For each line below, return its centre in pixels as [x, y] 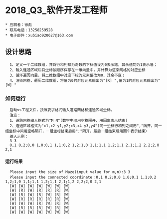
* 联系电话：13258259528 [29, 30]
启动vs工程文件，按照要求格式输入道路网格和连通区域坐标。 [62, 110]
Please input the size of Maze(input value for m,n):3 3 [70, 172]
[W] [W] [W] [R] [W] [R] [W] [40, 204]
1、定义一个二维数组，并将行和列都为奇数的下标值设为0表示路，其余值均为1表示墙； [83, 65]
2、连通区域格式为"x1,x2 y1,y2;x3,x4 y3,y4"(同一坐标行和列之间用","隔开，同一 [86, 126]
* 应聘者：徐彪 [19, 25]
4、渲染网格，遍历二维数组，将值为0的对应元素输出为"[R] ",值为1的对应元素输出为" [85, 80]
